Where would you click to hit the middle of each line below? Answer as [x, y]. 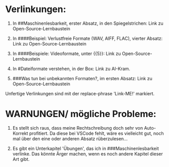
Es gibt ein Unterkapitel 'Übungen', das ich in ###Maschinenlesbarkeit [86, 148]
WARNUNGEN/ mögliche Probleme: [81, 114]
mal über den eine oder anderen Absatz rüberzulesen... [70, 138]
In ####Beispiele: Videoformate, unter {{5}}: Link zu [67, 53]
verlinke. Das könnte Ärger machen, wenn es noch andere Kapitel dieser [88, 154]
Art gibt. [21, 159]
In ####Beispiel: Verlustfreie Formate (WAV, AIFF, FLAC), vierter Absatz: [88, 38]
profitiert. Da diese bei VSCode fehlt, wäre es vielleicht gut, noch [96, 133]
